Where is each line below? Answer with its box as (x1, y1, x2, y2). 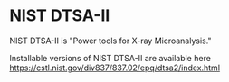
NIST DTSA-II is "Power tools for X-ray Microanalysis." (9, 35, 212, 46)
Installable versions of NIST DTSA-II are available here (9, 52, 211, 63)
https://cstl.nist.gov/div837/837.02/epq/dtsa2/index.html (9, 62, 220, 73)
